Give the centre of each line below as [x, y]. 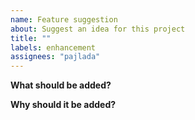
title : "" [31, 38]
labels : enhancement [53, 47]
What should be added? [61, 85]
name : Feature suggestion [64, 19]
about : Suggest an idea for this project [98, 29]
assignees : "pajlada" [55, 57]
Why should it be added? [63, 105]
